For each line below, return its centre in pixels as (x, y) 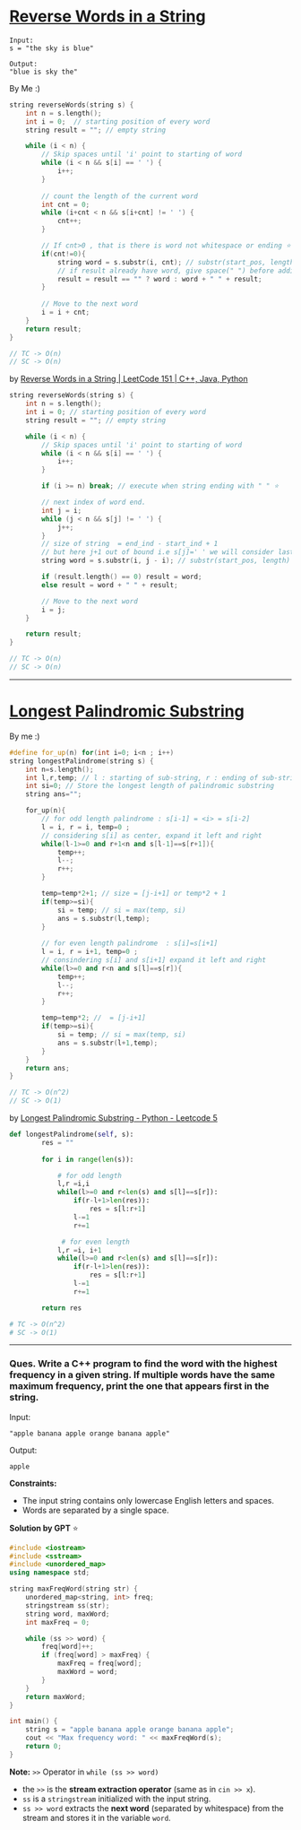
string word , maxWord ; (68, 1614)
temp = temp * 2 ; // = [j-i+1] (94, 1018)
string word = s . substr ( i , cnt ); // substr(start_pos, (162, 262)
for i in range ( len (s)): (88, 1159)
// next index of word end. (94, 503)
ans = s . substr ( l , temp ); (103, 918)
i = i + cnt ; (66, 312)
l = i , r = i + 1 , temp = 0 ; (90, 952)
